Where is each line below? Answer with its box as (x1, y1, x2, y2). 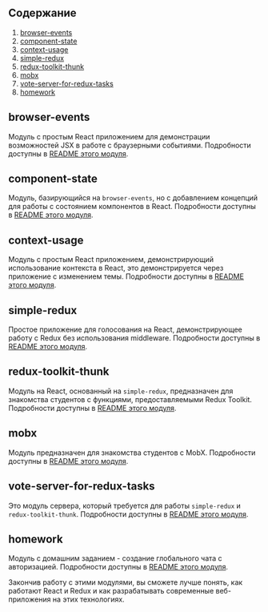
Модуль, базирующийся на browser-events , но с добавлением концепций (8, 193, 258, 203)
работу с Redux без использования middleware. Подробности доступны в (8, 333, 261, 343)
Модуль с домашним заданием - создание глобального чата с (8, 554, 222, 563)
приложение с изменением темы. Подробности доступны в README (8, 272, 244, 281)
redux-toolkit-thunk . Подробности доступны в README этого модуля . (8, 509, 249, 519)
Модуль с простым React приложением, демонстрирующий (8, 255, 214, 264)
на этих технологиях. (52, 594, 126, 604)
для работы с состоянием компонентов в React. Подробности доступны (8, 202, 256, 211)
